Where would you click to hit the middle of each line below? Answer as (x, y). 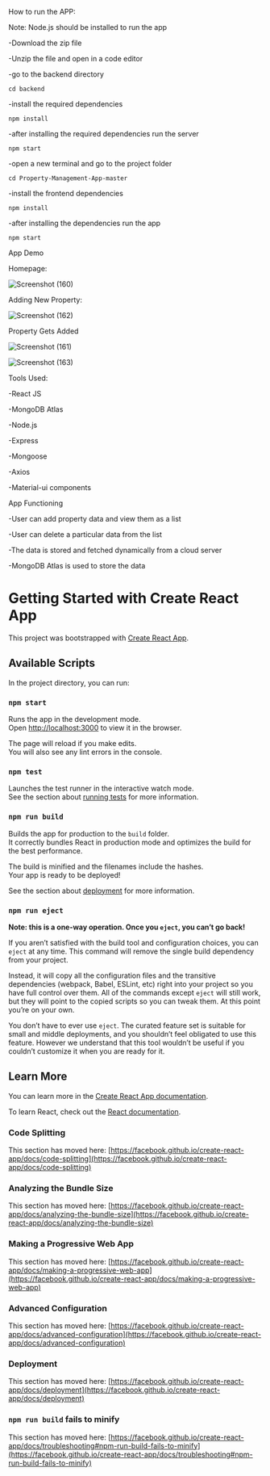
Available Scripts (52, 663)
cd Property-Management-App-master (68, 178)
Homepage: (28, 268)
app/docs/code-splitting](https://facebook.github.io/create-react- (118, 1159)
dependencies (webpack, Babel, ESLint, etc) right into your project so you (131, 983)
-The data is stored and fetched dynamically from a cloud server (115, 550)
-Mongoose (28, 456)
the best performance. (46, 850)
